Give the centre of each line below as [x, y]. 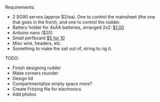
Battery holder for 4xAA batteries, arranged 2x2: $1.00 [68, 27]
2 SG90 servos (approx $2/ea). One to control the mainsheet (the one [84, 17]
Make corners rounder [35, 73]
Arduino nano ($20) [33, 33]
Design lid [23, 78]
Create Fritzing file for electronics [47, 89]
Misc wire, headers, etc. [37, 43]
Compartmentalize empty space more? [52, 84]
